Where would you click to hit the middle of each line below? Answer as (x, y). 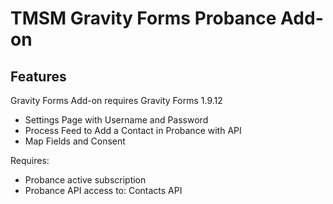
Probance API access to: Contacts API (103, 190)
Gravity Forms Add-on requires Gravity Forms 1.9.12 (116, 100)
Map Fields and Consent (75, 141)
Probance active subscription (85, 180)
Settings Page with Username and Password (116, 120)
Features (38, 76)
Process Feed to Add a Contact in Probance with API (133, 130)
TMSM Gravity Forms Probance (143, 18)
